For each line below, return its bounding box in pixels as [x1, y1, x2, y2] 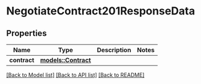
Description [97, 46, 132, 54]
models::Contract [40, 56, 92, 64]
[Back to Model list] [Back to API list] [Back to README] [6, 71, 145, 79]
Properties [6, 28, 47, 38]
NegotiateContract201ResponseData [6, 4, 195, 18]
